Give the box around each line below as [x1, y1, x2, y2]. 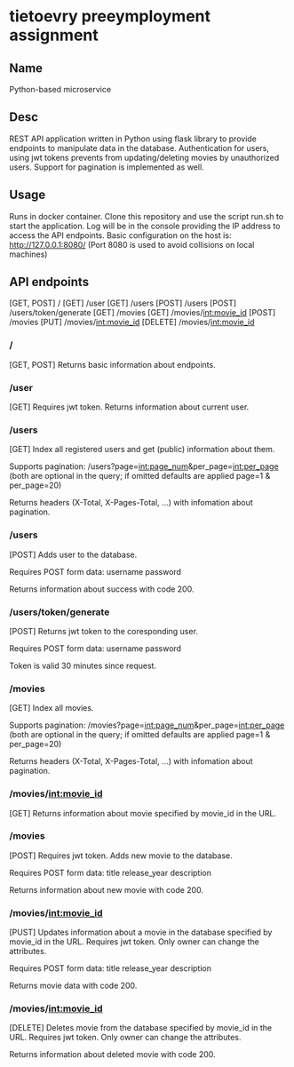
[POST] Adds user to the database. [9, 549, 138, 560]
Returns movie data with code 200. [9, 980, 138, 991]
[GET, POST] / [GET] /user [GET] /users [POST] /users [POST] [9, 298, 237, 308]
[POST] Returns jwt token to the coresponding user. [9, 625, 198, 636]
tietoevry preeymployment [9, 6, 211, 27]
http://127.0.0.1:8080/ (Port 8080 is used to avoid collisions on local [9, 239, 255, 250]
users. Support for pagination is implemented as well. [9, 162, 204, 172]
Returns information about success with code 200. [9, 584, 195, 594]
